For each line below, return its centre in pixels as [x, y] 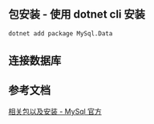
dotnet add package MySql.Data [61, 33]
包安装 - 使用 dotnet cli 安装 [77, 14]
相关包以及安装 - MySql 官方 [55, 111]
